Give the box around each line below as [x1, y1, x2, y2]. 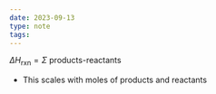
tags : [9, 30, 30, 39]
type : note [9, 22, 51, 31]
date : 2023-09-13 [9, 13, 75, 23]
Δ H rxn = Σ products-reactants [9, 55, 122, 68]
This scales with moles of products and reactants [22, 74, 207, 86]
